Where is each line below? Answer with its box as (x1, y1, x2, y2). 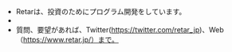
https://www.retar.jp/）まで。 (22, 35, 120, 44)
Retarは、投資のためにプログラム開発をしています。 (15, 7, 187, 16)
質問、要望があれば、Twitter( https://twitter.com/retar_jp (15, 25, 200, 34)
